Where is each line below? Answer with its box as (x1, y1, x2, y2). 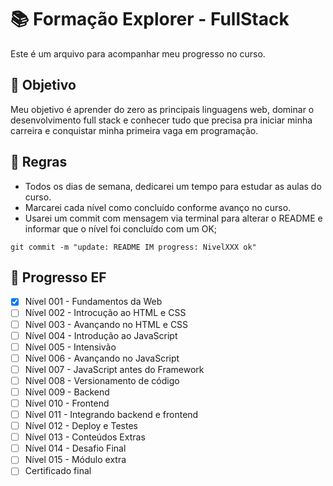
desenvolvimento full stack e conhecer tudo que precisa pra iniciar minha (10, 114, 313, 126)
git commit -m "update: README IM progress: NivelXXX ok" (10, 242, 257, 252)
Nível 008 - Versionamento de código (24, 374, 180, 386)
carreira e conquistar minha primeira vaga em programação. (10, 124, 259, 136)
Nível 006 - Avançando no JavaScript (24, 352, 180, 364)
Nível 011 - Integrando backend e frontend (24, 409, 199, 420)
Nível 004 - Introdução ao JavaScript (24, 329, 178, 341)
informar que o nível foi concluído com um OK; (24, 222, 218, 235)
